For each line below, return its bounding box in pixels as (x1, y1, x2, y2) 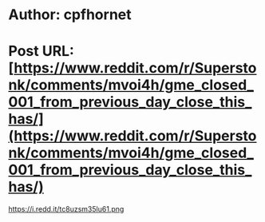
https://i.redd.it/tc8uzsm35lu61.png (8, 204, 125, 214)
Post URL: (8, 42, 74, 61)
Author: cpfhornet (8, 6, 132, 24)
